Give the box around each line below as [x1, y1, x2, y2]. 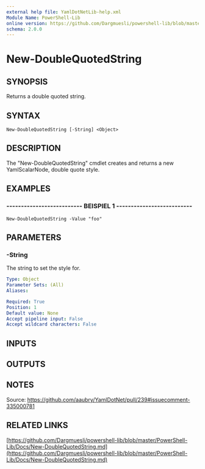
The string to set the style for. [6, 264, 81, 272]
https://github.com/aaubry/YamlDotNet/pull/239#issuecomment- [27, 396, 190, 403]
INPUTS [6, 338, 37, 349]
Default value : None [6, 310, 59, 316]
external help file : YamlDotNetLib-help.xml [6, 9, 121, 15]
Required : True [6, 299, 45, 305]
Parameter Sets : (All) [6, 282, 64, 288]
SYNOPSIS [6, 76, 48, 87]
